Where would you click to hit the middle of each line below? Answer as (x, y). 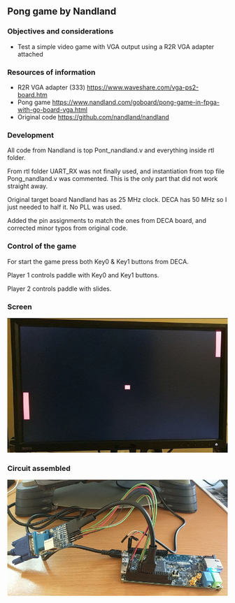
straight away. (28, 186)
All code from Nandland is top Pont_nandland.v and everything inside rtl (111, 150)
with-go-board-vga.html (52, 109)
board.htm (32, 94)
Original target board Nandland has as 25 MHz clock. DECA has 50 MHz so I (117, 200)
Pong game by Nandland (62, 12)
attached (30, 54)
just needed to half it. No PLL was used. (65, 207)
